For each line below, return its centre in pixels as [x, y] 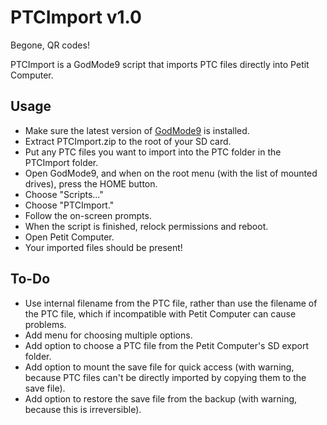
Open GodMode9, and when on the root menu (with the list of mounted [171, 173]
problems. [45, 324]
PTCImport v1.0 [76, 17]
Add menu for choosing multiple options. [108, 335]
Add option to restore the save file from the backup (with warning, [161, 398]
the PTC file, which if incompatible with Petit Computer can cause [160, 313]
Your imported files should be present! [103, 247]
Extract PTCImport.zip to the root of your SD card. [128, 141]
